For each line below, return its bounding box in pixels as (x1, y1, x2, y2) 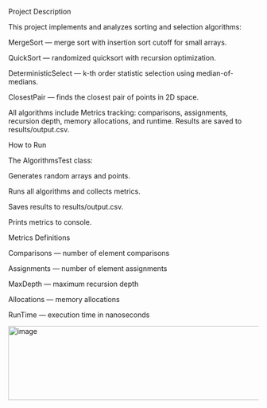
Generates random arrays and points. (8, 171, 131, 180)
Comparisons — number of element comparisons (8, 249, 170, 257)
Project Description (8, 7, 72, 16)
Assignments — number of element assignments (8, 264, 168, 273)
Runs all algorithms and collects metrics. (8, 186, 141, 196)
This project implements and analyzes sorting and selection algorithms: (8, 22, 242, 31)
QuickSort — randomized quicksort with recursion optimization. (8, 53, 216, 62)
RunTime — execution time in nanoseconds (8, 310, 150, 320)
